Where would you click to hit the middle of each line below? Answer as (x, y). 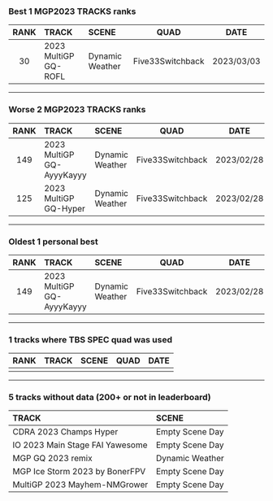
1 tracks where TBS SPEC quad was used (91, 339)
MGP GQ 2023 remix (52, 459)
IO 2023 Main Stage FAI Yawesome (80, 445)
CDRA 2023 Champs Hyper (65, 432)
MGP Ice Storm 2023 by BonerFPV (79, 472)
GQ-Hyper (65, 208)
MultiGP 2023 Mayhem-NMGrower (80, 485)
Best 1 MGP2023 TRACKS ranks (72, 11)
